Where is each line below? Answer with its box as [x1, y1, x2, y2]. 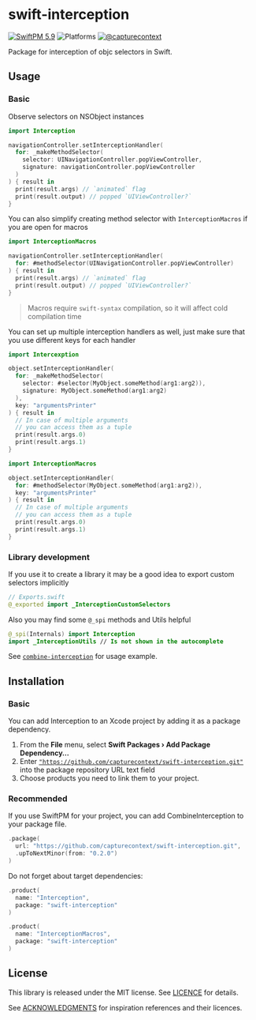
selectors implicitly [8, 578, 69, 587]
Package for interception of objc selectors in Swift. [8, 47, 173, 56]
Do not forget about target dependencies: [8, 871, 143, 880]
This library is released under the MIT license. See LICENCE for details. [8, 988, 239, 997]
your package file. [8, 819, 67, 829]
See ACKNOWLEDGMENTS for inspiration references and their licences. [8, 1003, 243, 1012]
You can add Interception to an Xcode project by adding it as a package [8, 717, 241, 726]
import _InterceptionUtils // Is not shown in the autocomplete [8, 638, 224, 645]
